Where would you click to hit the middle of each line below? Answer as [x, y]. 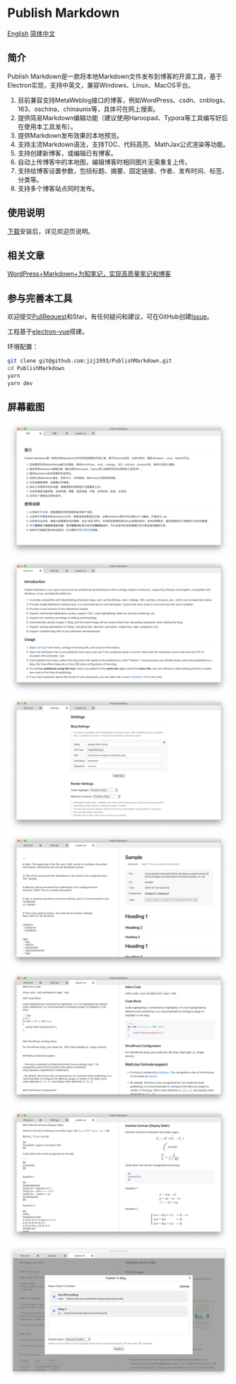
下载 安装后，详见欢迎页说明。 [51, 231]
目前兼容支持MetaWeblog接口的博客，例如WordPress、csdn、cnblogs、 [123, 100]
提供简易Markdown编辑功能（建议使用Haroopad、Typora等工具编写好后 [123, 117]
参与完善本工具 [40, 298]
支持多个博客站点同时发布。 [58, 188]
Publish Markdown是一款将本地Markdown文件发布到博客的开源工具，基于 [115, 76]
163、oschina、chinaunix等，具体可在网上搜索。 [88, 109]
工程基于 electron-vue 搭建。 [48, 332]
